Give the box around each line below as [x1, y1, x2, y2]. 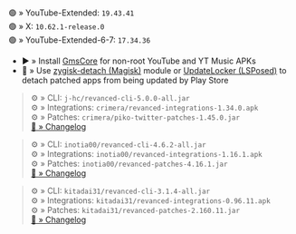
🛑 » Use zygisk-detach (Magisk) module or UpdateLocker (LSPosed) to [21, 65, 287, 75]
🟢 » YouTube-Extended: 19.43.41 [8, 7, 135, 18]
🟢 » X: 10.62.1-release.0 [8, 21, 105, 32]
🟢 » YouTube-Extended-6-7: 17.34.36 [8, 34, 151, 45]
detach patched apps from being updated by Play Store [21, 75, 229, 85]
